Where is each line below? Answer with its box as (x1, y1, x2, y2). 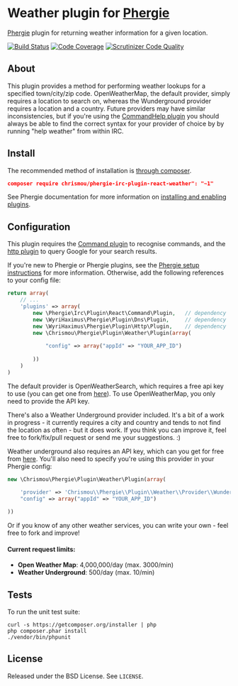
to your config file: (7, 276, 62, 284)
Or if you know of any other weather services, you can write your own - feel (7, 521, 229, 529)
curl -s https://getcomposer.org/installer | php (7, 621, 157, 629)
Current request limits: (7, 545, 76, 553)
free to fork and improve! (7, 529, 80, 537)
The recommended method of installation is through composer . (7, 166, 192, 175)
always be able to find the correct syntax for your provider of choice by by (7, 119, 225, 128)
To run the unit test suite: (7, 608, 80, 616)
